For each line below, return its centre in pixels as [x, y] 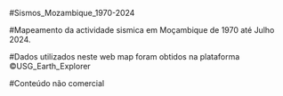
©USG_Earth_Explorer [50, 66]
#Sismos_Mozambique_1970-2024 [72, 13]
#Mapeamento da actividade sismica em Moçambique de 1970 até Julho [142, 30]
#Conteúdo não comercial [57, 83]
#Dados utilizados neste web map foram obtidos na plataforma [125, 56]
